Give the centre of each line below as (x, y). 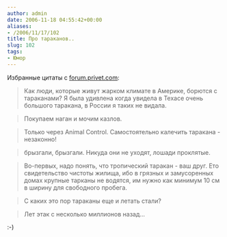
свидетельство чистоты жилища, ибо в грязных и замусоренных (119, 173)
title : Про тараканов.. (41, 39)
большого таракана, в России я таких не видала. (95, 105)
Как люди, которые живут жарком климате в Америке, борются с (120, 90)
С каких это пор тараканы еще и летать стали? (93, 201)
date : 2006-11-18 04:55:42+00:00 (55, 20)
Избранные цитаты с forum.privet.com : (63, 77)
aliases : (19, 26)
